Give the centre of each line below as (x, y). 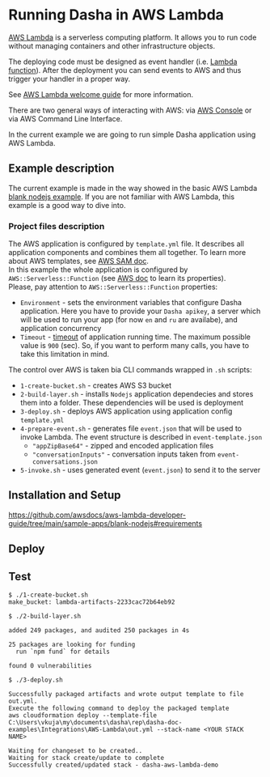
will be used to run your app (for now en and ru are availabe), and (129, 320)
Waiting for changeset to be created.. (76, 751)
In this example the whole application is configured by (98, 270)
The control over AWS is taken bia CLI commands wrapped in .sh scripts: (130, 370)
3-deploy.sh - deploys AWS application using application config (126, 411)
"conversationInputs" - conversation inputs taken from (124, 454)
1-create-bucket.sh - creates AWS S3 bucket (96, 385)
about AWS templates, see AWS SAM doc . (79, 261)
